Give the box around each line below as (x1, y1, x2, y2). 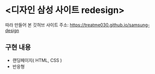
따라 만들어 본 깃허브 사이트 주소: (5, 22, 69, 28)
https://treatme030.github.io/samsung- (69, 22, 150, 28)
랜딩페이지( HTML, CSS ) (12, 57, 62, 63)
